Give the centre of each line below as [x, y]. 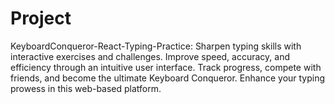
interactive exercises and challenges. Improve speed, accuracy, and [150, 56]
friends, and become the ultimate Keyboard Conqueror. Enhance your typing [168, 78]
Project [41, 18]
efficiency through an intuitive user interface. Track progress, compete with [166, 67]
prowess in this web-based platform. [86, 88]
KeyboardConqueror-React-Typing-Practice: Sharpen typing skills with [156, 46]
